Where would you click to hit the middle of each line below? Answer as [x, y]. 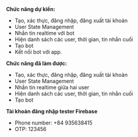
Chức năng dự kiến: [31, 9]
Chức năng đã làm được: [37, 63]
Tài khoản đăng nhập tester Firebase [52, 111]
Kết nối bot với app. [38, 52]
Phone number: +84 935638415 [53, 123]
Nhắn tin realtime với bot [45, 33]
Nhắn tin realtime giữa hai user [52, 87]
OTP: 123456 [30, 129]
